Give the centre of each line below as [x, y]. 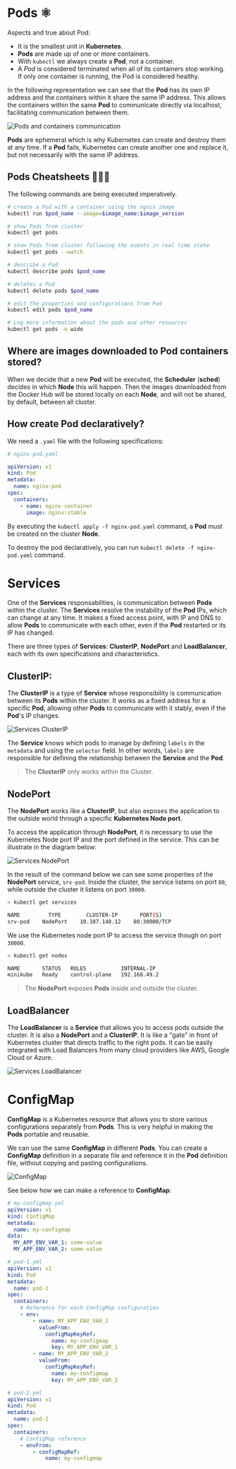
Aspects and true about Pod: [49, 32]
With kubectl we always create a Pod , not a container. [96, 61]
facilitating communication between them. [68, 112]
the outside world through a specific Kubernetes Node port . [95, 819]
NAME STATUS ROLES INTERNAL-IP [82, 969]
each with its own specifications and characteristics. [83, 654]
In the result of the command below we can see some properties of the [110, 875]
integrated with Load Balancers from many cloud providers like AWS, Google [118, 1050]
